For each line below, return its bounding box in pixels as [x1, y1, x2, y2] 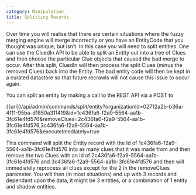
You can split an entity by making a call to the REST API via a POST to [6, 92, 174, 99]
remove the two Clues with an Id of [6, 152, 91, 159]
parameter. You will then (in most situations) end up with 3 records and [6, 170, 177, 177]
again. [6, 80, 22, 87]
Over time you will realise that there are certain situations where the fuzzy [6, 30, 184, 37]
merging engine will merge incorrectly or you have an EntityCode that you [6, 36, 184, 43]
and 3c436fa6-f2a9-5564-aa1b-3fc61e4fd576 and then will [40, 158, 184, 165]
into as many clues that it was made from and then [68, 145, 191, 153]
